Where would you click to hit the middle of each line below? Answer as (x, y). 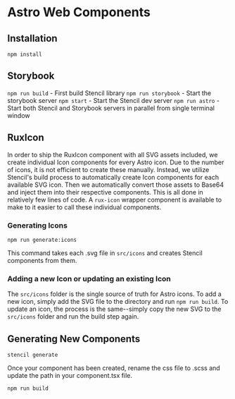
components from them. (42, 260)
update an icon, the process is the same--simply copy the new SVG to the (114, 309)
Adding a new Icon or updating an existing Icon (89, 278)
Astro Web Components (79, 12)
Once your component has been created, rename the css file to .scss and (114, 368)
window (19, 115)
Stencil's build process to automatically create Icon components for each (113, 177)
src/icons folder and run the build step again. (73, 317)
